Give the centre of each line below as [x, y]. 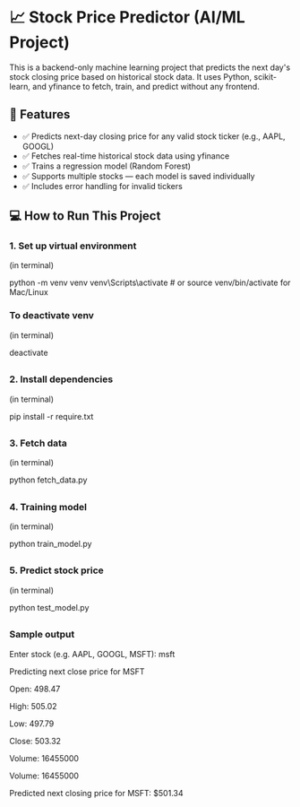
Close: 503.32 [35, 741]
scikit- [266, 76]
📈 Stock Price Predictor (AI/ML [128, 17]
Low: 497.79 [32, 724]
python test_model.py [49, 607]
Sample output [42, 635]
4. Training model [48, 507]
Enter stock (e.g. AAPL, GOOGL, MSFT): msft [92, 654]
